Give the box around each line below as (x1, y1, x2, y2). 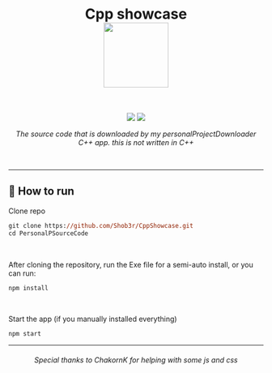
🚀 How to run (8, 184, 74, 199)
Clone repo (8, 206, 46, 216)
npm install (8, 284, 49, 292)
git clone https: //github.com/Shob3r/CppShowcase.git (8, 221, 194, 229)
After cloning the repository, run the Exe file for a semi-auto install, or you (8, 259, 253, 269)
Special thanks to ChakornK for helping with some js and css (34, 354, 238, 365)
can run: (8, 268, 36, 278)
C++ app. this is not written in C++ (78, 137, 194, 147)
